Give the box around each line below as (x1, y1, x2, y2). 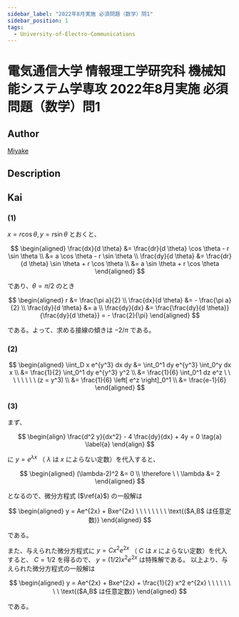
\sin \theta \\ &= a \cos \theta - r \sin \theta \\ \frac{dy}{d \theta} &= (8, 252, 205, 260)
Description (7, 167, 61, 179)
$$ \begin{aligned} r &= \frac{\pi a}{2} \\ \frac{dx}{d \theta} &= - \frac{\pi (8, 296, 224, 305)
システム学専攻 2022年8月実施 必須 (20, 81, 228, 97)
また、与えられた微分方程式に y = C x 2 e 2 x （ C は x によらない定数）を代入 (7, 545, 228, 555)
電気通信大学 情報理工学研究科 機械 (7, 63, 214, 79)
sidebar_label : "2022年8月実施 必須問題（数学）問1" (7, 10, 153, 18)
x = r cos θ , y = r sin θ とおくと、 (7, 230, 101, 239)
